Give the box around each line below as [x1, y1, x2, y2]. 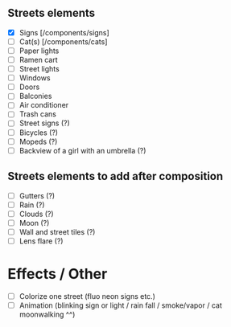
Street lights [19, 64, 60, 74]
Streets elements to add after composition [7, 170, 224, 183]
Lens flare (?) [19, 236, 64, 246]
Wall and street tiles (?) [19, 227, 96, 236]
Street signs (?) [19, 118, 70, 128]
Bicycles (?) [19, 128, 58, 137]
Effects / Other [7, 265, 108, 284]
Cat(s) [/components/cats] [19, 36, 108, 47]
